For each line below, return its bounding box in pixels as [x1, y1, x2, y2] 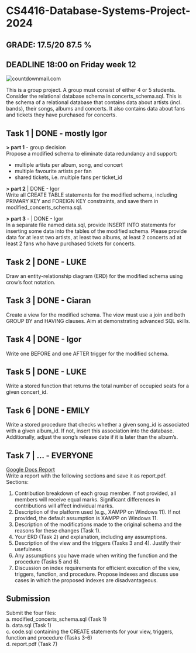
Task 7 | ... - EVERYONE [6, 451, 94, 460]
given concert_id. [6, 389, 48, 396]
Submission [6, 594, 51, 604]
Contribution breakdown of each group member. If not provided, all [14, 490, 177, 497]
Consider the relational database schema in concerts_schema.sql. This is [6, 92, 182, 100]
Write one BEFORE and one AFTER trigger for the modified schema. [6, 350, 169, 357]
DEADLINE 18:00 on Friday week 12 [6, 60, 136, 70]
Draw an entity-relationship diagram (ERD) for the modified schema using [6, 273, 183, 280]
